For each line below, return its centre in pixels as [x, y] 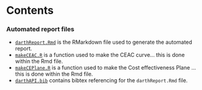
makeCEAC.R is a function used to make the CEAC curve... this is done [100, 55]
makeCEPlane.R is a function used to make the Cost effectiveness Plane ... [106, 68]
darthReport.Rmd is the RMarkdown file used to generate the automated [103, 42]
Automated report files [40, 29]
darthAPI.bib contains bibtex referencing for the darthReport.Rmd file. [101, 80]
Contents [30, 10]
